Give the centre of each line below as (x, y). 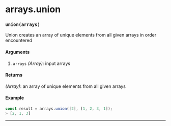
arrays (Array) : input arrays (41, 63)
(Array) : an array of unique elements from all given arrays (66, 86)
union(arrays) (23, 25)
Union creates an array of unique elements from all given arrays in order (81, 35)
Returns (14, 75)
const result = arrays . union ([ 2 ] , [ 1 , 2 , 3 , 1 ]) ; (59, 109)
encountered (19, 40)
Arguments (18, 52)
